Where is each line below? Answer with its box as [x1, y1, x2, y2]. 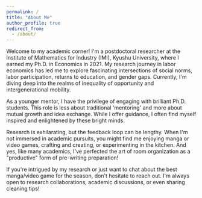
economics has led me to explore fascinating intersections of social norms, [6, 67, 193, 74]
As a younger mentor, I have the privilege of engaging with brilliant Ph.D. [6, 97, 186, 105]
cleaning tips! [6, 185, 40, 193]
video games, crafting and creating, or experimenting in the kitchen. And [6, 141, 187, 149]
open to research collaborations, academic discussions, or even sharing [6, 179, 185, 186]
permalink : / [6, 8, 39, 15]
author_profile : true [6, 20, 61, 26]
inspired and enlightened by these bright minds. [6, 117, 125, 124]
